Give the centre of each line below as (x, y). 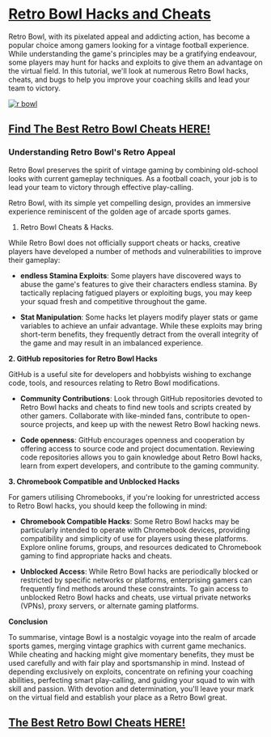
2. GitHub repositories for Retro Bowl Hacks (83, 358)
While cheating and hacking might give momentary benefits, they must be (131, 654)
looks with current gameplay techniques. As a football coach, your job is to (133, 178)
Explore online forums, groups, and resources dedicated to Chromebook (141, 547)
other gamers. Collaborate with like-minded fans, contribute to (124, 415)
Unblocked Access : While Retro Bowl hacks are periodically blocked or (139, 571)
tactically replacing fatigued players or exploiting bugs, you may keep (136, 293)
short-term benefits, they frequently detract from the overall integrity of (139, 334)
